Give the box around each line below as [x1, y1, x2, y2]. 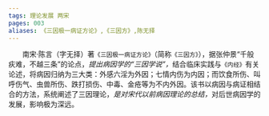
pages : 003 [8, 19, 45, 27]
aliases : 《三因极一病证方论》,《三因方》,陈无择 [8, 26, 155, 34]
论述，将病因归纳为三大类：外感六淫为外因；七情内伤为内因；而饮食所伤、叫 [8, 70, 261, 79]
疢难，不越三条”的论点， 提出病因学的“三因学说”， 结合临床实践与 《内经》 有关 [8, 59, 260, 69]
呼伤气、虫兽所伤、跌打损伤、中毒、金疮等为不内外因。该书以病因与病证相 [8, 79, 254, 89]
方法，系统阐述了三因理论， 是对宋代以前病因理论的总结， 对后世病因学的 [22, 90, 261, 99]
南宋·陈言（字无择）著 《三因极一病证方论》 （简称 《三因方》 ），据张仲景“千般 [22, 50, 255, 59]
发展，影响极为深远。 [8, 99, 78, 109]
